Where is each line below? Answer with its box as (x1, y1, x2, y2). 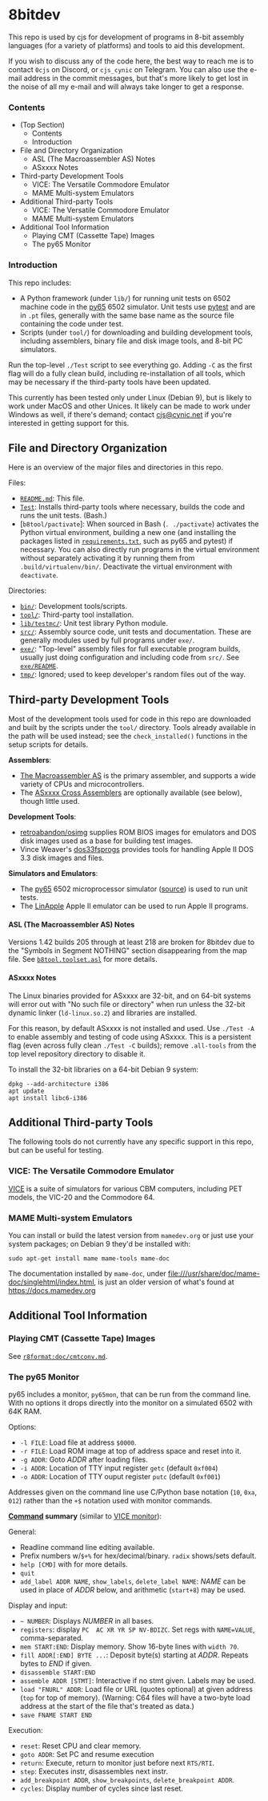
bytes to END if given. (19, 1658, 92, 1668)
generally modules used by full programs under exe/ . (19, 635, 195, 645)
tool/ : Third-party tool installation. (19, 610, 134, 619)
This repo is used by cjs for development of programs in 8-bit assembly (8, 32, 245, 42)
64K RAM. (8, 1406, 42, 1416)
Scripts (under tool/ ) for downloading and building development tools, (19, 327, 254, 337)
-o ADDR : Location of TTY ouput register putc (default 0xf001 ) (19, 1471, 222, 1481)
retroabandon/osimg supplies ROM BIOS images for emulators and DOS (19, 828, 257, 838)
